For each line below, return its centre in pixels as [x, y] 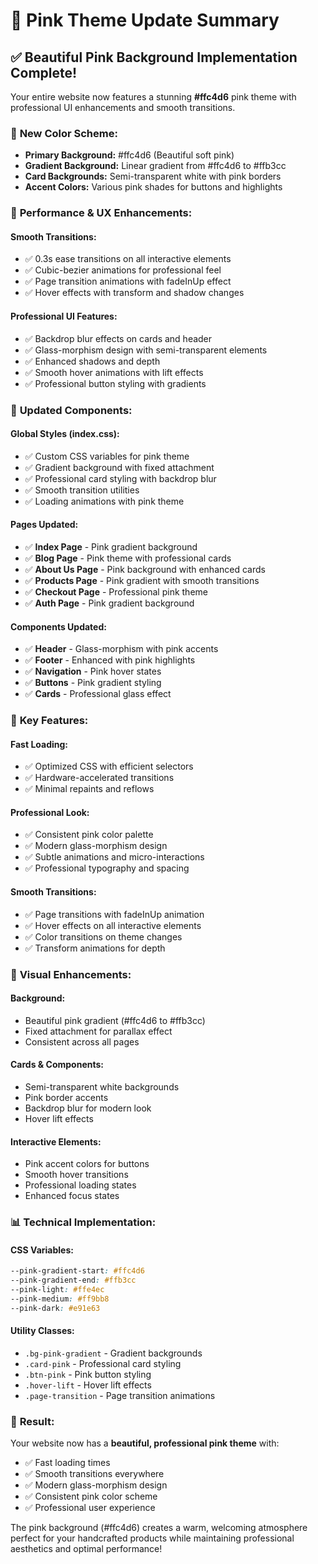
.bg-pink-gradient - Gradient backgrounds [113, 1353]
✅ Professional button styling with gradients [115, 383]
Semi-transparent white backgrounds [102, 1087]
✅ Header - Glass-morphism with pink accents [121, 649]
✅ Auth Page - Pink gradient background [109, 603]
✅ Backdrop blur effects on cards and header [118, 338]
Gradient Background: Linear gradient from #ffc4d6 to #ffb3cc [155, 166]
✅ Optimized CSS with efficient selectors [109, 766]
